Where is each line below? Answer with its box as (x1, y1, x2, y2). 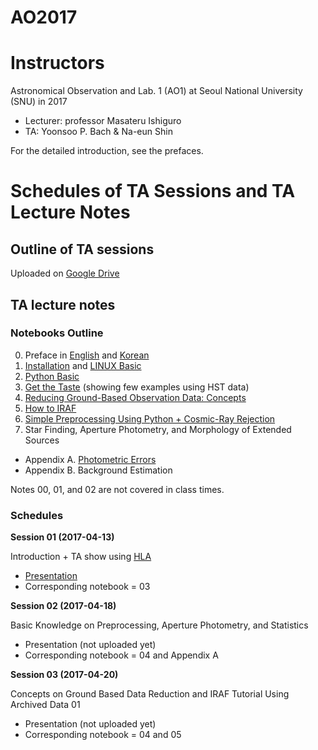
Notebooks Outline (10, 326, 104, 340)
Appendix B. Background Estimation (24, 464, 173, 476)
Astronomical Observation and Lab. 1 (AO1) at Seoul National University (10, 85, 303, 97)
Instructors (10, 52, 105, 75)
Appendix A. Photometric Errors (24, 453, 157, 465)
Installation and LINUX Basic (24, 359, 142, 371)
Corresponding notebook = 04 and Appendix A (24, 649, 219, 661)
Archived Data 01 (10, 699, 81, 711)
